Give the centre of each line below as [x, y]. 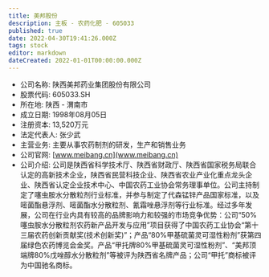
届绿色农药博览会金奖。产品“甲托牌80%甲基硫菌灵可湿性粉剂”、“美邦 [134, 245]
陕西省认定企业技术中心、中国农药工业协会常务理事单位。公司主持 [143, 185]
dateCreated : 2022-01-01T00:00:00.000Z [75, 61]
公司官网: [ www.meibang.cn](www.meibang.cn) [99, 154]
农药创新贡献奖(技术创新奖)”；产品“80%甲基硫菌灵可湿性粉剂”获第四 [148, 234]
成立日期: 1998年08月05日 [63, 114]
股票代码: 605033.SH [55, 94]
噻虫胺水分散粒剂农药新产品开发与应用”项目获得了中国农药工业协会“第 [136, 225]
